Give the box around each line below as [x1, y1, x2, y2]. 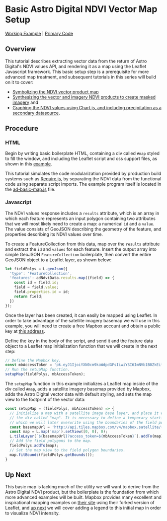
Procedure [5, 124, 39, 133]
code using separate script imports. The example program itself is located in [5, 181, 162, 187]
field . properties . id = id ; [14, 290, 70, 295]
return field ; [14, 294, 43, 299]
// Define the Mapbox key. [5, 358, 61, 363]
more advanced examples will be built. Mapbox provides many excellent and [5, 494, 162, 500]
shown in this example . [5, 161, 52, 167]
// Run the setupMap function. [5, 367, 70, 372]
